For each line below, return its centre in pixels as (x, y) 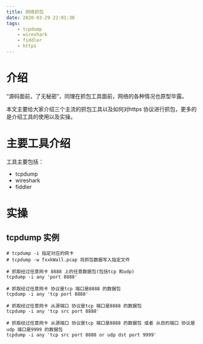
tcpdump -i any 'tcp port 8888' (47, 294)
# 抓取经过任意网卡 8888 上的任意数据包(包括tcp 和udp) (70, 271)
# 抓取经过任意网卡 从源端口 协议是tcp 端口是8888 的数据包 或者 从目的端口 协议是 (101, 323)
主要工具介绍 (39, 143)
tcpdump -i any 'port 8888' (42, 277)
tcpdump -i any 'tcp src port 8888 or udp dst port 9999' (81, 335)
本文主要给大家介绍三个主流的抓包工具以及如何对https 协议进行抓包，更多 (99, 109)
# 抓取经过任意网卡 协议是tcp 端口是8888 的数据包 (63, 288)
